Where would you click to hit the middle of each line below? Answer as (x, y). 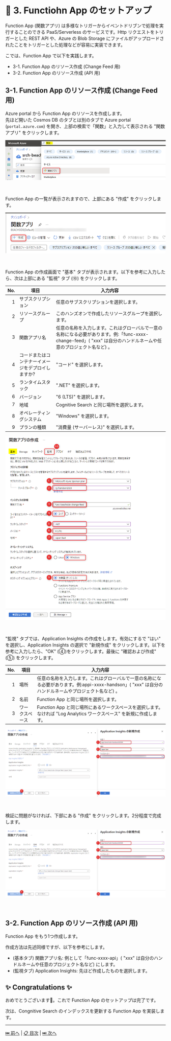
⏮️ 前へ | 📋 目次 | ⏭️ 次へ (31, 1033)
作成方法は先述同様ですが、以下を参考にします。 (56, 947)
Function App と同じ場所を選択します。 (78, 699)
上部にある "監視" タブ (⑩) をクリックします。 (71, 278)
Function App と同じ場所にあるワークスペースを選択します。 (100, 707)
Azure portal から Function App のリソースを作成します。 (65, 113)
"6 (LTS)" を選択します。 (82, 397)
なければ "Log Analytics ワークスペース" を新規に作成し (95, 713)
